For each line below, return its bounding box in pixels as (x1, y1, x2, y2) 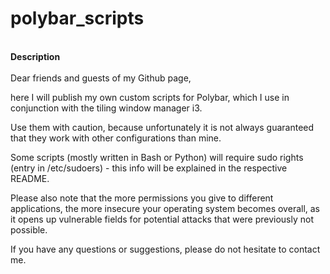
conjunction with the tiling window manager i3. (10, 102, 203, 114)
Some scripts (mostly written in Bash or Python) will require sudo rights (10, 151, 304, 163)
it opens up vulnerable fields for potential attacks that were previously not (10, 213, 315, 225)
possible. (10, 223, 48, 236)
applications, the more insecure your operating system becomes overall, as (10, 202, 321, 214)
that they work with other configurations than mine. (10, 132, 222, 144)
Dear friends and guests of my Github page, (10, 72, 192, 84)
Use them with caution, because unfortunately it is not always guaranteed (10, 121, 315, 133)
